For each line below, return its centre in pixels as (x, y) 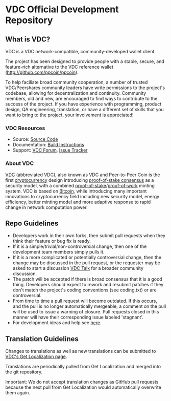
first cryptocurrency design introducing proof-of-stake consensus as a (80, 180)
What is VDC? (28, 39)
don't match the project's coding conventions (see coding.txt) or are (84, 290)
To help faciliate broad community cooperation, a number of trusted (77, 82)
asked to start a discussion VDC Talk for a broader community (78, 268)
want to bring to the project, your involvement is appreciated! (69, 115)
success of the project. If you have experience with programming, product (83, 104)
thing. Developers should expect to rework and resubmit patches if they (88, 285)
